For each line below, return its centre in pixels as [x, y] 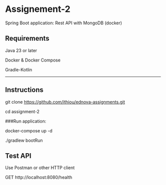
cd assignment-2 [22, 111]
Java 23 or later [21, 50]
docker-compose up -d [29, 130]
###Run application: [26, 121]
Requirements [27, 38]
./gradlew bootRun [24, 140]
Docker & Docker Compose [33, 60]
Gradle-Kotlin [19, 69]
